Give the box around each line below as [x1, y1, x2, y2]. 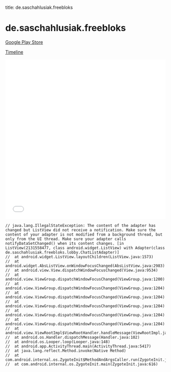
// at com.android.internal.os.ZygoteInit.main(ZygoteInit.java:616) [5, 361, 158, 367]
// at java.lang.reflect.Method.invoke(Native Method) [5, 348, 126, 353]
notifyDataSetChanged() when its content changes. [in [5, 241, 124, 246]
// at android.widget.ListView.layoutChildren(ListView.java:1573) [5, 254, 154, 260]
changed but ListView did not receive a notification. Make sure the [5, 227, 156, 232]
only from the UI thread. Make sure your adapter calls [5, 236, 126, 242]
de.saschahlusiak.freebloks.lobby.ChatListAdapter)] [5, 250, 120, 255]
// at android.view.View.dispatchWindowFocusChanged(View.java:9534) [5, 268, 158, 273]
